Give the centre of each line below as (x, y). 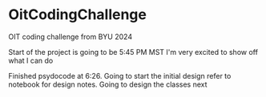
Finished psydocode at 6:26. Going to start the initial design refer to (120, 76)
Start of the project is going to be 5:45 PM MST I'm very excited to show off (133, 52)
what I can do (31, 60)
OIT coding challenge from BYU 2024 (71, 37)
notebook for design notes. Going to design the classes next (108, 84)
